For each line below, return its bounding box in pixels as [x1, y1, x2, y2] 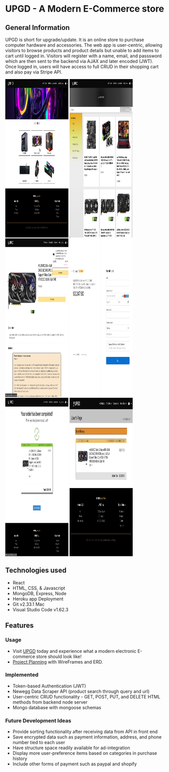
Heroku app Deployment [12, 596, 64, 602]
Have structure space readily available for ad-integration [12, 745, 130, 751]
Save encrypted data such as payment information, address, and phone [12, 734, 162, 740]
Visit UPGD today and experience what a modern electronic [12, 648, 137, 654]
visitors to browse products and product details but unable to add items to [5, 48, 159, 53]
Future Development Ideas [5, 717, 72, 724]
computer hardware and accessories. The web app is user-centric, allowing [5, 42, 162, 48]
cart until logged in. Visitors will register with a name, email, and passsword [5, 53, 162, 59]
